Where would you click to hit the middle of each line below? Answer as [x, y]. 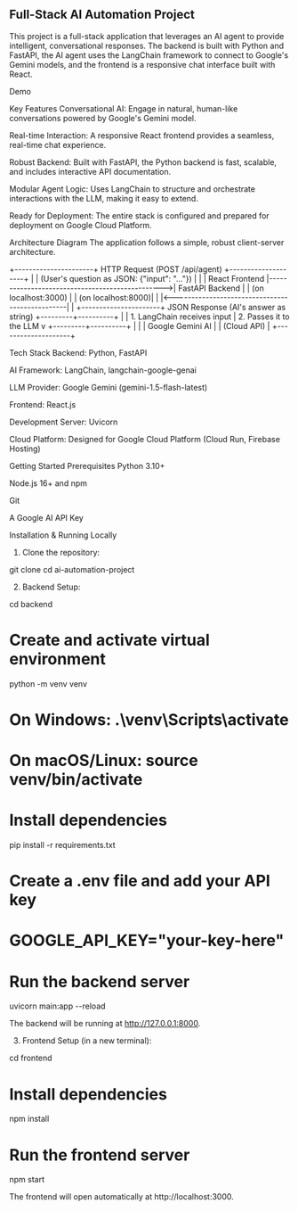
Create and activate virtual [110, 640]
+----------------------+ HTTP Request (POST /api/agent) [116, 269]
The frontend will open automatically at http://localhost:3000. [121, 1197]
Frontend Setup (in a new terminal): [87, 1041]
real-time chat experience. [58, 144]
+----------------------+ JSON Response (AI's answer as [181, 307]
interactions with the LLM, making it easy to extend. [104, 198]
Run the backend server [100, 981]
